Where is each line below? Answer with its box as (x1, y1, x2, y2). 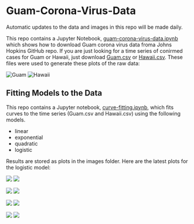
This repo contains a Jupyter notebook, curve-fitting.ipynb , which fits (6, 104, 174, 111)
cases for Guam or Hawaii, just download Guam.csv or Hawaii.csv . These (6, 53, 183, 60)
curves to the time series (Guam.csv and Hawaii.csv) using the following (6, 110, 181, 117)
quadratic (14, 140, 38, 147)
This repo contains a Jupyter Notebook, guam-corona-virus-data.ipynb (6, 35, 178, 42)
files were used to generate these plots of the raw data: (6, 60, 140, 67)
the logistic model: (6, 164, 51, 171)
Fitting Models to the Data (6, 88, 103, 98)
